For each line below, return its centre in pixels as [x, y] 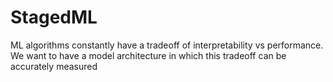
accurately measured [54, 66]
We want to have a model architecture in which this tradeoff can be [148, 55]
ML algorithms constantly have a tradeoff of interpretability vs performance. [167, 45]
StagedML [54, 17]
